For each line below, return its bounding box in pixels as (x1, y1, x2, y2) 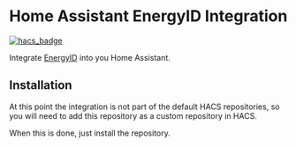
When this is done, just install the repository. (9, 128, 171, 138)
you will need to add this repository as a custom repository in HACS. (9, 110, 258, 121)
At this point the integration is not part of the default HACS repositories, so (9, 101, 280, 112)
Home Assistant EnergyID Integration (9, 6, 288, 26)
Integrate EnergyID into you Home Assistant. (9, 52, 171, 62)
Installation (9, 77, 72, 93)
